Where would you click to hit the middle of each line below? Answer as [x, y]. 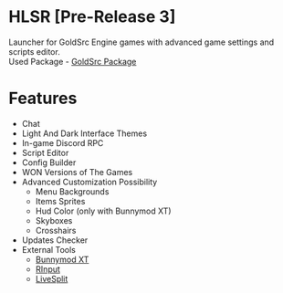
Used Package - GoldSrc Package [73, 61]
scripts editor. [34, 51]
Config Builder [49, 162]
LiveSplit [52, 278]
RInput [48, 269]
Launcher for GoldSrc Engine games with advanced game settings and [141, 42]
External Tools [49, 249]
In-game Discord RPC [63, 142]
